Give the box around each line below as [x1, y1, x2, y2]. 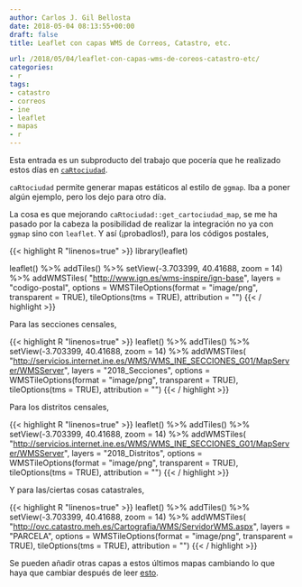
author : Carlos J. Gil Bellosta [9, 13, 131, 23]
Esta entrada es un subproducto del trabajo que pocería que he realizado [9, 155, 281, 165]
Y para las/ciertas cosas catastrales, [9, 484, 145, 495]
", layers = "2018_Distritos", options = [64, 448, 203, 458]
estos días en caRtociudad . [9, 164, 108, 175]
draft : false [9, 30, 59, 39]
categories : [9, 63, 54, 72]
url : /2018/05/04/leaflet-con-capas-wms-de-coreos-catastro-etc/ [9, 55, 260, 64]
